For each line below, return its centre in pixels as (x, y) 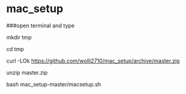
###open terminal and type (40, 25)
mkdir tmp (19, 37)
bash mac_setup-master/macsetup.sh (54, 84)
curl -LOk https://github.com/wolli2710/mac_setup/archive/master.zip (93, 61)
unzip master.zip (27, 72)
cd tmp (15, 49)
